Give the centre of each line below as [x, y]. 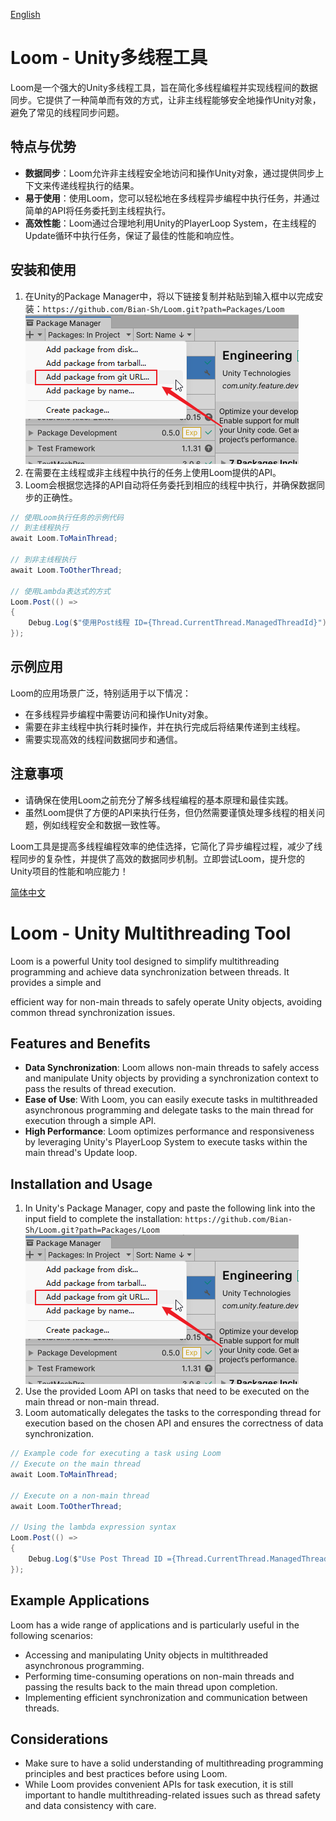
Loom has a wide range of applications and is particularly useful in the [155, 1625]
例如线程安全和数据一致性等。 [104, 825]
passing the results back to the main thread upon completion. [151, 1686]
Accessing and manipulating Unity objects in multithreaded [146, 1655]
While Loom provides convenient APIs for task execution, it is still [159, 1785]
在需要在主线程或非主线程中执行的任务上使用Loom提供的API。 [153, 472]
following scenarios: [52, 1635]
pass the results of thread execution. [100, 1089]
